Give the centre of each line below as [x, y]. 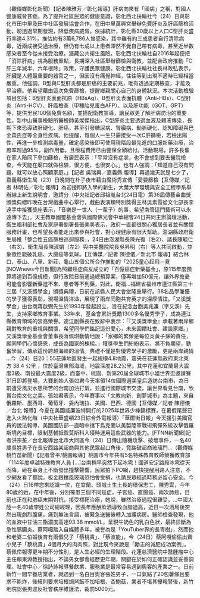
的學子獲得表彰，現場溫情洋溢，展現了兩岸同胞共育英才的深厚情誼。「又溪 [96, 299]
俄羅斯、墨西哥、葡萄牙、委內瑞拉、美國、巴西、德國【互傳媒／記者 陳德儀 [98, 403]
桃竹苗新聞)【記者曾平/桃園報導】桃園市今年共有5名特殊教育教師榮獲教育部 [98, 455]
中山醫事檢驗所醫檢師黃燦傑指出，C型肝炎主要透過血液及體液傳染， [104, 120]
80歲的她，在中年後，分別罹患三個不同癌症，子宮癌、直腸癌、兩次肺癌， [96, 492]
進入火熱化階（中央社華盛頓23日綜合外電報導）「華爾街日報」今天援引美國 [97, 418]
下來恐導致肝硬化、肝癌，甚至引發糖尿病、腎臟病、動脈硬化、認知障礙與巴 [102, 128]
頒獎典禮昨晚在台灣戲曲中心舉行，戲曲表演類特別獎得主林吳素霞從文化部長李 [100, 202]
